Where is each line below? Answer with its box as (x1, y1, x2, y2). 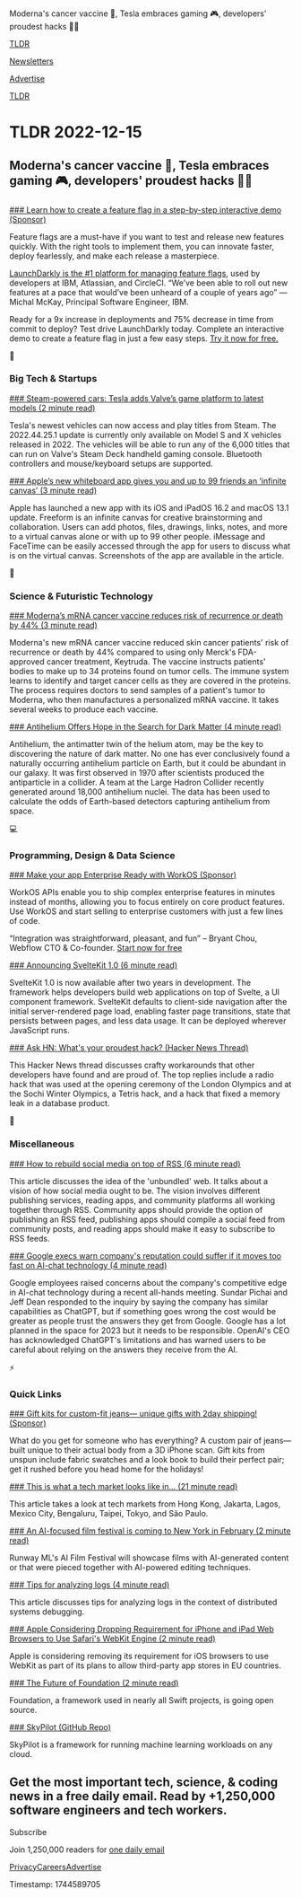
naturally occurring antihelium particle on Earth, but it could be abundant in (9, 758, 287, 769)
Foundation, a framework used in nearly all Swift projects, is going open (9, 1694, 275, 1705)
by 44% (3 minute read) (9, 619, 99, 631)
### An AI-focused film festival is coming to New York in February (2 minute (9, 1525, 291, 1536)
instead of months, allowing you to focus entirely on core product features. (9, 897, 285, 908)
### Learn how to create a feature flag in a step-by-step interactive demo (9, 204, 282, 215)
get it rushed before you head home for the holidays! (9, 1463, 204, 1474)
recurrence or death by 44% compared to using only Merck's (9, 646, 236, 658)
